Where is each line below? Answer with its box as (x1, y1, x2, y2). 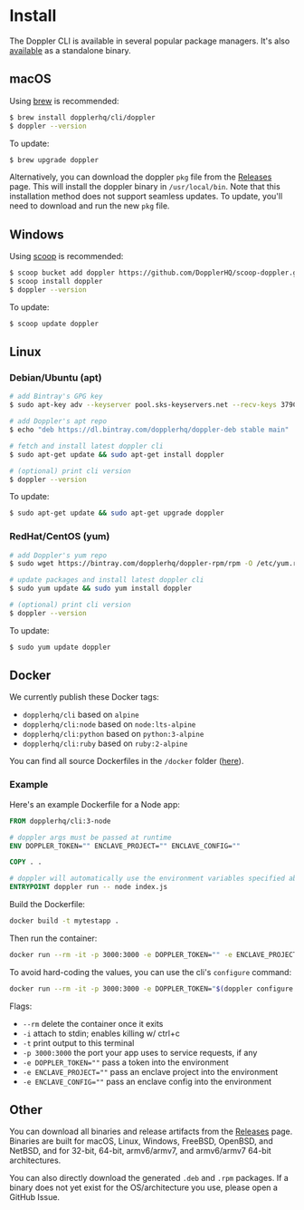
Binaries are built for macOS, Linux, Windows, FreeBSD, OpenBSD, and (9, 1136, 273, 1147)
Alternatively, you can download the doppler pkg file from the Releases (9, 171, 272, 182)
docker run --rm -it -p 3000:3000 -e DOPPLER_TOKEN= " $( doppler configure (9, 984, 294, 993)
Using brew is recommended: (9, 95, 119, 106)
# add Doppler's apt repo (9, 417, 107, 426)
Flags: (9, 1001, 33, 1012)
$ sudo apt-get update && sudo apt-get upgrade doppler (9, 508, 224, 518)
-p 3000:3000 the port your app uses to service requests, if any (22, 1047, 258, 1058)
